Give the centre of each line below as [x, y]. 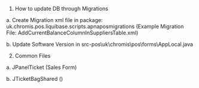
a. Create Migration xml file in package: [54, 20]
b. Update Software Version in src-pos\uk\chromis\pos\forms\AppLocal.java [99, 44]
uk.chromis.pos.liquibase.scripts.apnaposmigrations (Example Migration [95, 26]
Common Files [33, 56]
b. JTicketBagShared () [35, 79]
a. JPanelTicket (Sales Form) [42, 67]
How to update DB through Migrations [62, 9]
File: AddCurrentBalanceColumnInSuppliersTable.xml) [72, 33]
